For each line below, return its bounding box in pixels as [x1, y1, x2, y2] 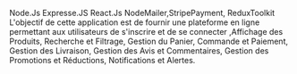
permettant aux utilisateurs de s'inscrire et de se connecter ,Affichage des [9, 27, 284, 37]
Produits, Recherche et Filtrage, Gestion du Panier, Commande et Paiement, [9, 36, 289, 46]
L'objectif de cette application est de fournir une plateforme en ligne [9, 17, 260, 28]
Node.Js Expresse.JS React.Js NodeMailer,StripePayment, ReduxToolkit [9, 8, 276, 18]
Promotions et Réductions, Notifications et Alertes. [9, 55, 196, 65]
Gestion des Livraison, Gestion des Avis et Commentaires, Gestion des [9, 45, 269, 56]
